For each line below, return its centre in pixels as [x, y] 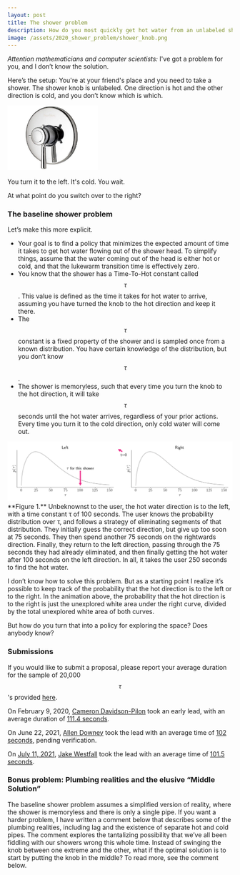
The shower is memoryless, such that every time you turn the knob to [120, 386]
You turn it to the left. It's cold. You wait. [66, 182]
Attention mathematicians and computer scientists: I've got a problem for [115, 59]
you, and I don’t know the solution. [58, 66]
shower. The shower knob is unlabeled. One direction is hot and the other [115, 88]
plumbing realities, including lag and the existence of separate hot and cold [118, 827]
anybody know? [31, 633]
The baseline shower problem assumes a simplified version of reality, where [119, 804]
